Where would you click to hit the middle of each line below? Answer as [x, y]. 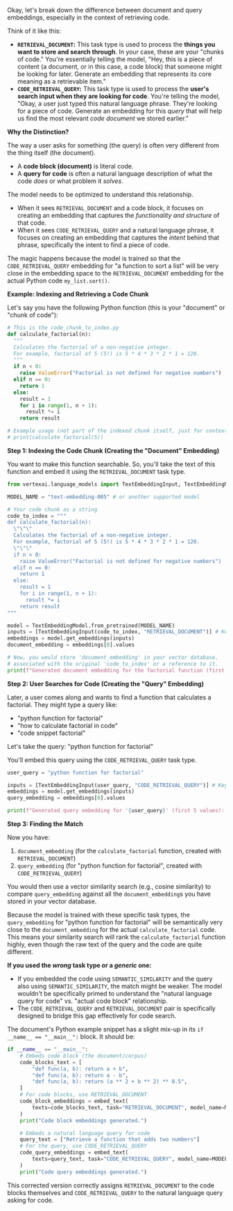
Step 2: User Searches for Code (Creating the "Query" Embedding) [106, 683]
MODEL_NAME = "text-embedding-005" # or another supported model [103, 497]
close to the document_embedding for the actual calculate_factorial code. [112, 929]
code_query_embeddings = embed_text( [74, 1153]
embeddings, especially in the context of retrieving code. [89, 17]
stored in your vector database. [52, 901]
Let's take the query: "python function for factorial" [80, 746]
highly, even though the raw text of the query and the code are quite [105, 944]
